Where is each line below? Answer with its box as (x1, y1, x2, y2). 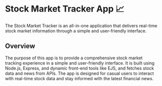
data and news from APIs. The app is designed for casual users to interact (5, 70, 154, 76)
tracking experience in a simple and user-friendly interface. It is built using (5, 60, 155, 66)
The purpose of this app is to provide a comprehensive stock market (5, 55, 143, 61)
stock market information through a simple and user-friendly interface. (5, 28, 147, 34)
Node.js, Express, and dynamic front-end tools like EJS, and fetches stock (5, 65, 154, 71)
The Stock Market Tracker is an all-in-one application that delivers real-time (5, 22, 158, 29)
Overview (5, 42, 36, 51)
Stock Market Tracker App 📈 (5, 3, 124, 15)
